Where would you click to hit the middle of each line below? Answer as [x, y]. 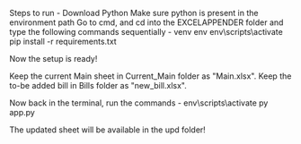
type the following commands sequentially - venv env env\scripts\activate [146, 32]
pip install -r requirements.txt [63, 41]
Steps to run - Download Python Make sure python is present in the [134, 13]
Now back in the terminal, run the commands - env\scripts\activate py [139, 103]
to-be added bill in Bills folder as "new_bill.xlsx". [98, 85]
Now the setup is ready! [53, 59]
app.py [22, 112]
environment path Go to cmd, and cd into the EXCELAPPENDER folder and [146, 22]
